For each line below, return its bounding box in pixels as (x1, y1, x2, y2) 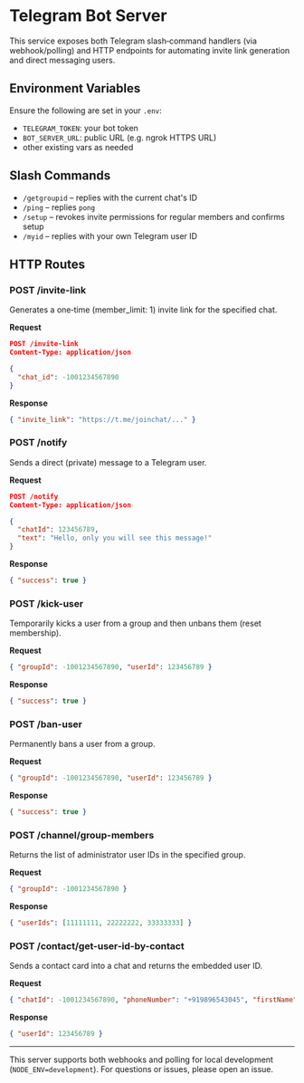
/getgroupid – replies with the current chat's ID (22, 192, 197, 203)
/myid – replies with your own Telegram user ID (22, 230, 197, 241)
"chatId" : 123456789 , (17, 525, 100, 534)
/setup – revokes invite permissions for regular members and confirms (22, 211, 285, 222)
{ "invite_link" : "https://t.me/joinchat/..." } (9, 415, 196, 424)
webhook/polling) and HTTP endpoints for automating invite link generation (9, 44, 290, 55)
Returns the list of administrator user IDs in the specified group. (9, 849, 246, 860)
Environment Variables (9, 81, 141, 96)
